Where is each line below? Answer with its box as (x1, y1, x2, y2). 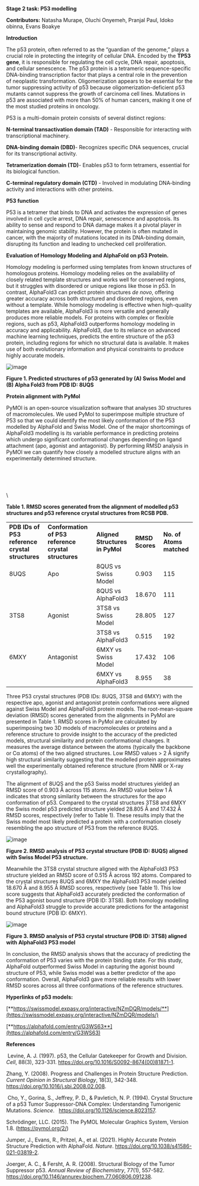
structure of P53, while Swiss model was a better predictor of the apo (6, 969, 176, 976)
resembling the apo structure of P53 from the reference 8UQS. (6, 824, 159, 832)
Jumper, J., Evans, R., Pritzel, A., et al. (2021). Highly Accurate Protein (6, 1136, 176, 1143)
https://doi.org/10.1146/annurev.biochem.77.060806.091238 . (6, 1173, 153, 1180)
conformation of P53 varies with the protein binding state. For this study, (6, 957, 183, 964)
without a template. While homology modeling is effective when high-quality (6, 302, 192, 308)
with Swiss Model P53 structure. (6, 854, 88, 861)
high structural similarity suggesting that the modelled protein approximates (6, 756, 191, 763)
